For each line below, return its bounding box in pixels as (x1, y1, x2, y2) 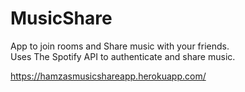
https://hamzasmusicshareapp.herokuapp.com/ (10, 70, 207, 82)
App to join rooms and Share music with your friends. (10, 40, 230, 52)
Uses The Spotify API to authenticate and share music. (10, 50, 236, 62)
